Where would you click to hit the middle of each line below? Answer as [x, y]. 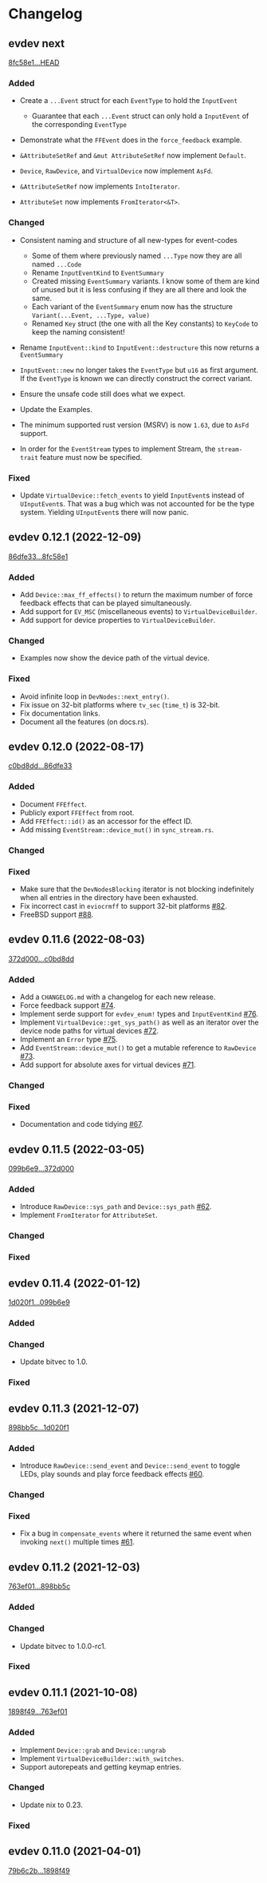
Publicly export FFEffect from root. [77, 812]
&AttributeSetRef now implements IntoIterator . [100, 186]
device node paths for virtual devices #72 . [89, 1031]
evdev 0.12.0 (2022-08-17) [77, 746]
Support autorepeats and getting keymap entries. [100, 1766]
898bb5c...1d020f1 [39, 1427]
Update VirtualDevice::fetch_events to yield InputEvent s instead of [132, 495]
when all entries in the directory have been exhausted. [109, 897]
